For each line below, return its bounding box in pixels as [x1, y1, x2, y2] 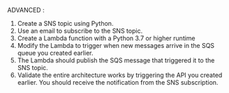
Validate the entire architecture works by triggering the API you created [17, 71, 223, 79]
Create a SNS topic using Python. [17, 19, 114, 27]
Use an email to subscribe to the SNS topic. [17, 27, 143, 35]
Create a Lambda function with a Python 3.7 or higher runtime [17, 34, 195, 42]
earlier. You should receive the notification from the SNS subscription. [17, 78, 219, 86]
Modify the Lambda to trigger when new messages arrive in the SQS [17, 42, 215, 49]
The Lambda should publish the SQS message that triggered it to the [17, 56, 215, 65]
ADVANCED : [7, 6, 45, 14]
